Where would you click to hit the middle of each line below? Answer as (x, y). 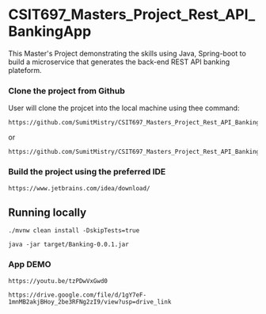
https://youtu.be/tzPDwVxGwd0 (58, 281)
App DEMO (30, 265)
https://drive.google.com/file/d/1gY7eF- (78, 295)
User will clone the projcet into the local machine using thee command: (124, 108)
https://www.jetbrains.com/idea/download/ (79, 188)
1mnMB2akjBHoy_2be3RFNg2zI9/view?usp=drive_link (90, 302)
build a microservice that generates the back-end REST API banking (119, 62)
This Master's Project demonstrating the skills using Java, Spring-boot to (127, 53)
